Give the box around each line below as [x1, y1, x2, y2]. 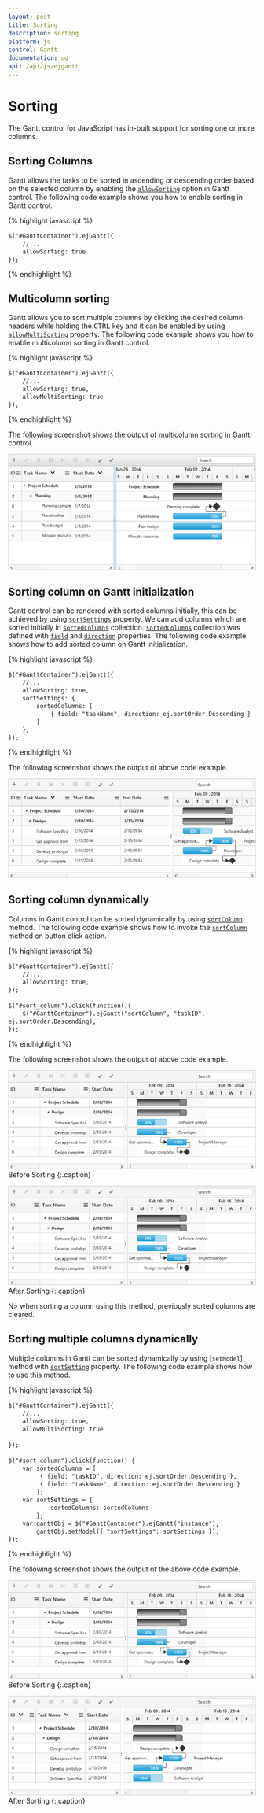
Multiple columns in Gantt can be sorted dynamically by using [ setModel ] [8, 1353, 244, 1363]
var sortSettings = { [22, 1496, 93, 1504]
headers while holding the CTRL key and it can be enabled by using [8, 321, 225, 330]
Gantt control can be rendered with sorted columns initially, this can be [8, 606, 237, 615]
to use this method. [8, 1370, 71, 1379]
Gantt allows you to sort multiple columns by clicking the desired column [8, 313, 244, 323]
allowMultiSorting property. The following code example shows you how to [8, 330, 254, 339]
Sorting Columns [8, 154, 93, 168]
